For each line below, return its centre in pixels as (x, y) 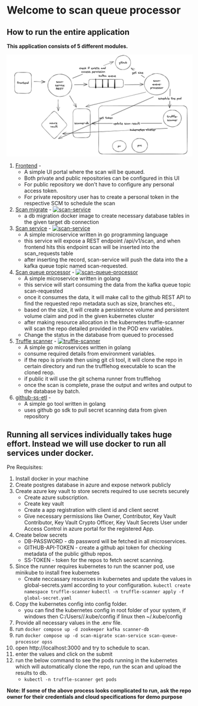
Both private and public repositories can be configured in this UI (102, 178)
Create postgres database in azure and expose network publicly (93, 485)
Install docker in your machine (52, 479)
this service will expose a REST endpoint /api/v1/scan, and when (102, 241)
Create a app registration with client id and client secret (91, 510)
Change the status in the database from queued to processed (99, 334)
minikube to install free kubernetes (57, 573)
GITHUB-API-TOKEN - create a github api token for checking (98, 548)
